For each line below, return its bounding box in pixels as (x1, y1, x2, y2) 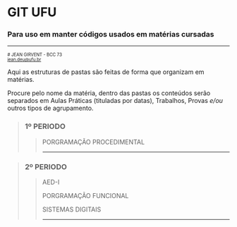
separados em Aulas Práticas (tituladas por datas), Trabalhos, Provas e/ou (7, 97, 224, 105)
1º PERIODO (24, 121, 66, 131)
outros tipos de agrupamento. (7, 104, 94, 113)
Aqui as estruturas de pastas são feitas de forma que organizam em (7, 68, 205, 76)
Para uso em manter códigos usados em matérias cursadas (7, 30, 214, 39)
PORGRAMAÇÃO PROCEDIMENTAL (42, 137, 145, 146)
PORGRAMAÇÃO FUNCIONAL (42, 192, 129, 200)
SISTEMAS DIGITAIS (42, 205, 102, 214)
